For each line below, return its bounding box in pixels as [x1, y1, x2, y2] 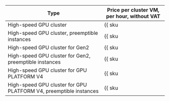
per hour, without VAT [106, 13, 160, 20]
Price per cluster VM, [107, 7, 159, 13]
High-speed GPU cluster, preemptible [8, 30, 98, 36]
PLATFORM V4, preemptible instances [8, 88, 99, 94]
